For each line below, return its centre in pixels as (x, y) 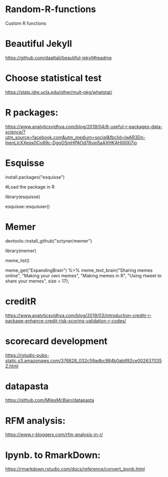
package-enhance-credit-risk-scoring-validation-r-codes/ (66, 321)
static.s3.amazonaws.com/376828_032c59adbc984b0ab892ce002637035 (84, 360)
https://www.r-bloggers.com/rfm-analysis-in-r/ (54, 435)
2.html (12, 366)
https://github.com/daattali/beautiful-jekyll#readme (59, 58)
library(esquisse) (23, 197)
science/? (15, 132)
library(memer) (21, 251)
